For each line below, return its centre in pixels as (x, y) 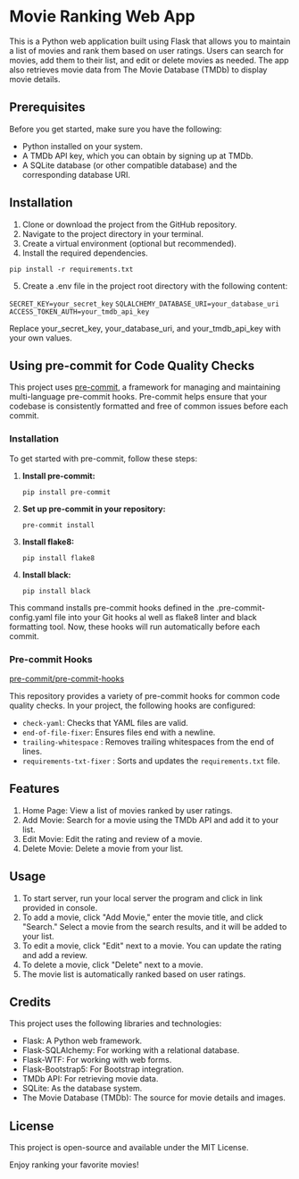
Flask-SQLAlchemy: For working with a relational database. (131, 1050)
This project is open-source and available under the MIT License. (129, 1148)
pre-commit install (58, 525)
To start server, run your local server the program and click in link (142, 898)
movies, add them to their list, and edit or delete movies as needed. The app (149, 60)
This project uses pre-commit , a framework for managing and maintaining (145, 387)
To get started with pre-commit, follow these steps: (104, 459)
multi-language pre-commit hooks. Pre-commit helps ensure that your (138, 397)
